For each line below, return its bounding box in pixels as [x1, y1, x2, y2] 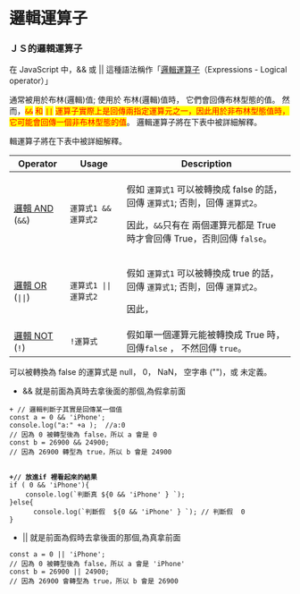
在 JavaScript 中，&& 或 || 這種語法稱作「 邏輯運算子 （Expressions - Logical [9, 64, 287, 75]
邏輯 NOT [13, 330, 54, 343]
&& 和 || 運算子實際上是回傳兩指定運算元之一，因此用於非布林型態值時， [25, 106, 290, 116]
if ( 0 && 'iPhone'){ [9, 480, 90, 490]
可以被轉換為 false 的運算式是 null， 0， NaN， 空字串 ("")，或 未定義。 [9, 367, 272, 378]
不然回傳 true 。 [180, 342, 247, 354]
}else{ [9, 498, 34, 507]
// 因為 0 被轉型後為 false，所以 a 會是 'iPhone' [9, 560, 186, 569]
